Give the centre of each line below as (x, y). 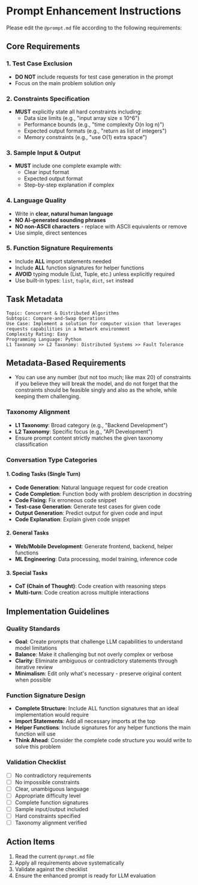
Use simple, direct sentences (51, 233)
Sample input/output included (52, 809)
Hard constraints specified (48, 816)
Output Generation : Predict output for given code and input (89, 513)
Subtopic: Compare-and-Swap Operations (56, 318)
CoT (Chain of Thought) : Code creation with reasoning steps (90, 586)
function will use (35, 734)
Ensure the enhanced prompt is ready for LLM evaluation (85, 875)
